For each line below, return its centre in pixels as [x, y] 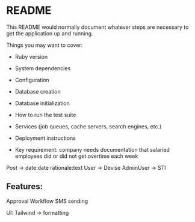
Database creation [38, 91]
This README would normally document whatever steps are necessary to [97, 27]
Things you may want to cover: [45, 45]
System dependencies [43, 68]
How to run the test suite [45, 115]
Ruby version [31, 56]
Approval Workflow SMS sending [47, 201]
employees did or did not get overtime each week [76, 156]
